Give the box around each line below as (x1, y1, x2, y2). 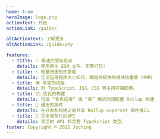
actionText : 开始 (6, 20, 48, 26)
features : (6, 52, 31, 58)
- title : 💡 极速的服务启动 (11, 58, 73, 64)
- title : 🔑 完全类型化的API (11, 113, 76, 119)
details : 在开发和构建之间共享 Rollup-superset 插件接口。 (17, 108, 153, 113)
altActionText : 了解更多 (6, 36, 64, 42)
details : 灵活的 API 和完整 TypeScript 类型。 (17, 118, 126, 125)
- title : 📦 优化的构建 (11, 91, 65, 97)
